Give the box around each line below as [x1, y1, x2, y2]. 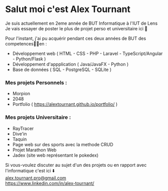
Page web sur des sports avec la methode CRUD [12, 141, 114, 147]
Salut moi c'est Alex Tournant [5, 4, 131, 15]
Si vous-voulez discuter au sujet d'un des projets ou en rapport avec [5, 162, 147, 168]
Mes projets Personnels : [5, 79, 67, 86]
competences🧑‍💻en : [5, 40, 47, 46]
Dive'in [12, 131, 27, 137]
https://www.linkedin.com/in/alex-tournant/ [5, 180, 94, 186]
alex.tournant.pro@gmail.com [5, 175, 67, 181]
